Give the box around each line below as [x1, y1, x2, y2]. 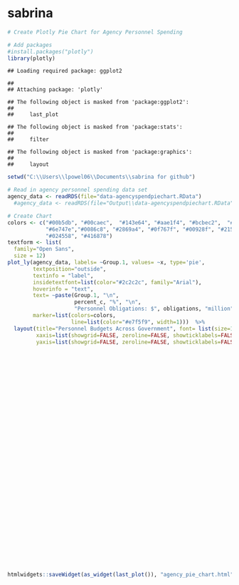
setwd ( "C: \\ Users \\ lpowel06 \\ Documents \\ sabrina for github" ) [7, 173, 196, 181]
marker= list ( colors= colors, [33, 312, 116, 319]
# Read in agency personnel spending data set [7, 187, 148, 194]
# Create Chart [7, 212, 53, 219]
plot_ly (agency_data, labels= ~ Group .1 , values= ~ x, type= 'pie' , [7, 259, 205, 266]
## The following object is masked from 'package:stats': [7, 123, 183, 131]
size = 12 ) [14, 252, 46, 259]
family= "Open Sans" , [14, 246, 75, 253]
